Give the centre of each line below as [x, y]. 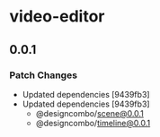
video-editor [57, 17]
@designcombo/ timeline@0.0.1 [93, 123]
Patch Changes [44, 75]
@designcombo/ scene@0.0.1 [89, 113]
